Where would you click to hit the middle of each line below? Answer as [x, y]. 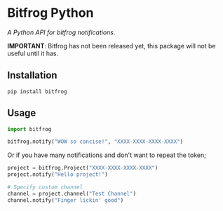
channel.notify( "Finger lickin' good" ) [66, 200]
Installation [32, 75]
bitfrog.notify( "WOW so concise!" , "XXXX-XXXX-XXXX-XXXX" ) [95, 142]
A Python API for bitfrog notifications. [61, 32]
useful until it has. [33, 53]
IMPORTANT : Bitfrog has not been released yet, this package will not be [111, 46]
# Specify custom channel [45, 187]
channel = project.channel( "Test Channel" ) [72, 193]
